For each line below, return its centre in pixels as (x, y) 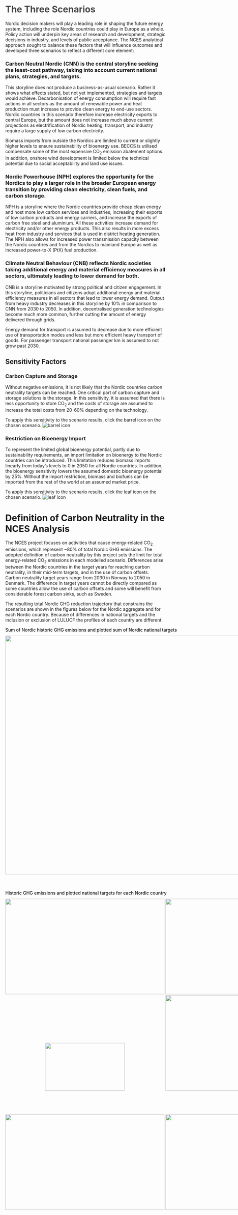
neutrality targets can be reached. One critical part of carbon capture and (82, 392)
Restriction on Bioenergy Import (46, 439)
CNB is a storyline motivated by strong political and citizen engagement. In (83, 287)
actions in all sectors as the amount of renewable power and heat (74, 104)
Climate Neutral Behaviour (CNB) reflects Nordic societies (78, 263)
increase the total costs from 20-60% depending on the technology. (77, 410)
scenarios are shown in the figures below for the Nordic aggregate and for (83, 609)
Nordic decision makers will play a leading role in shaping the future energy (84, 23)
